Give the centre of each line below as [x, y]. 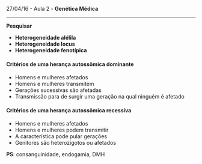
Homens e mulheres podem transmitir [62, 130]
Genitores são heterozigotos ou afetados [65, 143]
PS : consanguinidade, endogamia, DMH [56, 154]
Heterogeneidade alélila [45, 38]
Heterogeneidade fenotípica [51, 50]
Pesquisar [19, 26]
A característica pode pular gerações [61, 136]
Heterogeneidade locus [45, 44]
